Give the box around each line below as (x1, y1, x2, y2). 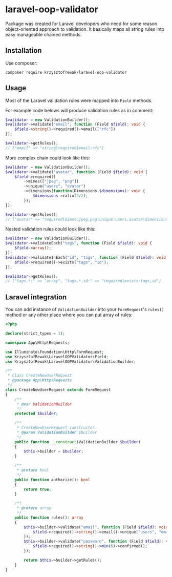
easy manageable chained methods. (5, 31, 82, 37)
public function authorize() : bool (14, 477, 91, 482)
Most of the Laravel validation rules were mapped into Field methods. (5, 97, 153, 104)
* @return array (16, 506, 52, 511)
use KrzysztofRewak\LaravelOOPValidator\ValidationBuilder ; (5, 359, 137, 364)
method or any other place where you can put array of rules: (5, 312, 133, 318)
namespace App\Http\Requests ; (5, 340, 70, 345)
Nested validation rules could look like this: (5, 226, 96, 232)
